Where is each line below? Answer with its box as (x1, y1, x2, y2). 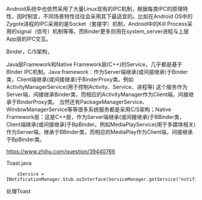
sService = (17, 171, 44, 177)
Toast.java (6, 160, 32, 166)
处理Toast (6, 188, 31, 195)
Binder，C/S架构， (6, 48, 53, 55)
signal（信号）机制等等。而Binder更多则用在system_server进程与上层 (16, 28, 189, 35)
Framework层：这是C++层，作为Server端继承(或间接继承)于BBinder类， (6, 114, 185, 120)
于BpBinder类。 (6, 136, 45, 143)
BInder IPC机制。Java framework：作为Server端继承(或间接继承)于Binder (6, 68, 188, 75)
